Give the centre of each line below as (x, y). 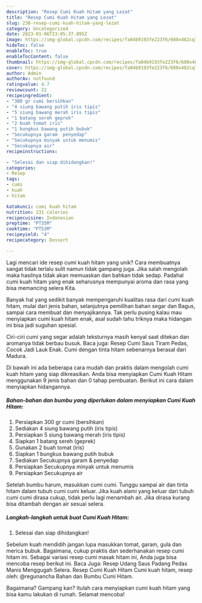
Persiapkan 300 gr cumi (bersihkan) (60, 422)
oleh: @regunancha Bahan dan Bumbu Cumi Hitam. (70, 576)
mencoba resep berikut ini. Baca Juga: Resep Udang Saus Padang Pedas (97, 563)
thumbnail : (20, 62)
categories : (21, 168)
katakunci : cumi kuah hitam (41, 207)
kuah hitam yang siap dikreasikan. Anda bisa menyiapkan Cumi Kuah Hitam (99, 374)
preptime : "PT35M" (29, 223)
